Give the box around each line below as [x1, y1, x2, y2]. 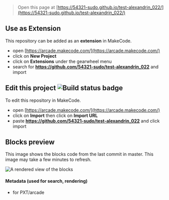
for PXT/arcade [12, 189, 45, 195]
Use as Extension [5, 24, 61, 33]
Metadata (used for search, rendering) [5, 178, 88, 184]
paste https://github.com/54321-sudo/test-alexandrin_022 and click [12, 117, 160, 124]
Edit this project [5, 84, 56, 93]
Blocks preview [5, 138, 55, 146]
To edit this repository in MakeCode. [5, 97, 81, 103]
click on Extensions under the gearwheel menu [12, 58, 112, 64]
